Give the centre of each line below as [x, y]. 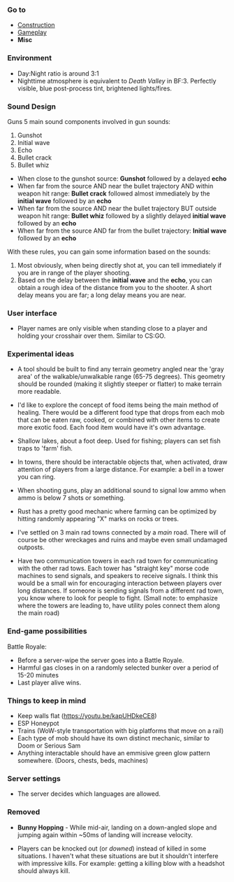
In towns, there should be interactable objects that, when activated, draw [122, 462]
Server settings [34, 779]
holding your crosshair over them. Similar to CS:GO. [92, 336]
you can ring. [36, 477]
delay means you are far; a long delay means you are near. [102, 295]
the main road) [38, 613]
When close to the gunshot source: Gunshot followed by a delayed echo [122, 178]
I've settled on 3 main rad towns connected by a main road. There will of [122, 532]
